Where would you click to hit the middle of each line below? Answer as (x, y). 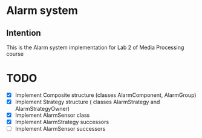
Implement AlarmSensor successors (60, 129)
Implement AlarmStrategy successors (62, 122)
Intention (24, 33)
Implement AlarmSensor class (52, 115)
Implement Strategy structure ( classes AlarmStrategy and (87, 102)
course (15, 54)
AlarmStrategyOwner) (42, 109)
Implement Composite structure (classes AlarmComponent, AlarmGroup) (106, 95)
